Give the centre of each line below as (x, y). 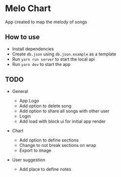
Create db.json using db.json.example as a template (64, 54)
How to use (22, 37)
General (20, 91)
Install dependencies (33, 48)
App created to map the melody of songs (46, 22)
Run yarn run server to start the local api (53, 59)
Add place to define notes (45, 169)
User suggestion (29, 160)
